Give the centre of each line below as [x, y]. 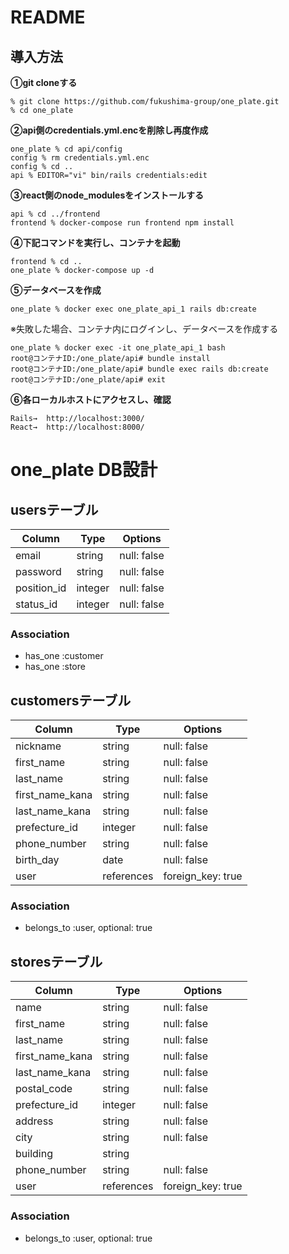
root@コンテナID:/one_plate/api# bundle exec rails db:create [139, 369]
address [34, 1121]
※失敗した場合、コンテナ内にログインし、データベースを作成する [144, 329]
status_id [36, 604]
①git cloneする [44, 82]
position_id [41, 588]
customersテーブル [71, 700]
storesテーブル [56, 961]
